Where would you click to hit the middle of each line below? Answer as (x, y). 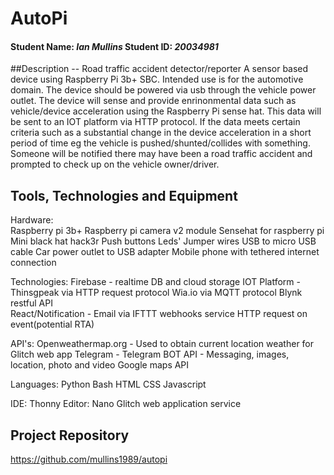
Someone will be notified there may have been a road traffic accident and (161, 154)
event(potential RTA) (52, 324)
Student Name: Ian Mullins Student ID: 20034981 (114, 46)
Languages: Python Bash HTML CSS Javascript (108, 384)
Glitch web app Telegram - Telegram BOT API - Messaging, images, (150, 354)
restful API (31, 303)
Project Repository (70, 435)
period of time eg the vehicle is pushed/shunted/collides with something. (160, 143)
